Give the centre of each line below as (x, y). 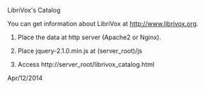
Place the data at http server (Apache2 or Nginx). (89, 37)
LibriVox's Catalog (34, 10)
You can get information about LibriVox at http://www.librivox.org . (103, 23)
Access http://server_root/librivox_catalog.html (86, 64)
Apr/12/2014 (25, 78)
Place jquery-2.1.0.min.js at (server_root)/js (80, 51)
